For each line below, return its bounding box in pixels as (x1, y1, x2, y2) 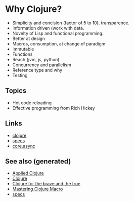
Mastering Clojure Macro (12, 186, 63, 192)
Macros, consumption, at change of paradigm (12, 40, 106, 46)
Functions (12, 51, 33, 57)
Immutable (12, 46, 34, 52)
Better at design (12, 36, 45, 41)
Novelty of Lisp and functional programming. (12, 30, 104, 36)
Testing (12, 72, 28, 78)
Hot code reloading (12, 100, 52, 106)
